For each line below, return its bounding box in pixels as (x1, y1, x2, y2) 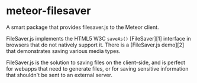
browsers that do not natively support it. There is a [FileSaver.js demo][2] (6, 41, 185, 48)
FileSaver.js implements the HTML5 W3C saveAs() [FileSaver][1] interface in (6, 35, 191, 42)
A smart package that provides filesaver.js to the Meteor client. (6, 24, 159, 31)
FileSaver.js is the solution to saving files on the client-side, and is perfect (6, 59, 185, 66)
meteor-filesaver (6, 4, 91, 18)
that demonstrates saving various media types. (6, 47, 121, 54)
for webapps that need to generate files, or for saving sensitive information (6, 65, 189, 72)
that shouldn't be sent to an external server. (6, 71, 112, 78)
